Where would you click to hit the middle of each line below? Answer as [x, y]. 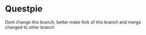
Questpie [24, 9]
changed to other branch [30, 27]
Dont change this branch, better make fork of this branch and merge [73, 22]
